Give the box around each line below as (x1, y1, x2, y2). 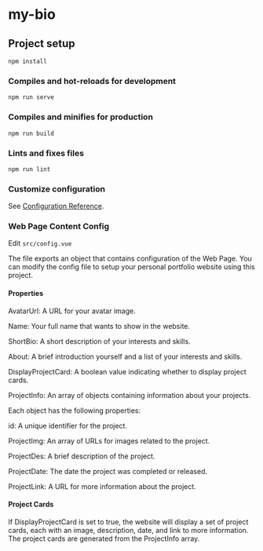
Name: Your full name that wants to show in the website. (8, 321, 191, 330)
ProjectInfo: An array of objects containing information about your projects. (8, 390, 251, 400)
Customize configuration (8, 183, 106, 194)
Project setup (8, 37, 76, 50)
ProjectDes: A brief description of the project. (8, 451, 155, 461)
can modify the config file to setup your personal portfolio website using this (8, 262, 255, 272)
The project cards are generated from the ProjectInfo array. (8, 534, 200, 543)
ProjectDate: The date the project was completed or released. (8, 466, 208, 476)
